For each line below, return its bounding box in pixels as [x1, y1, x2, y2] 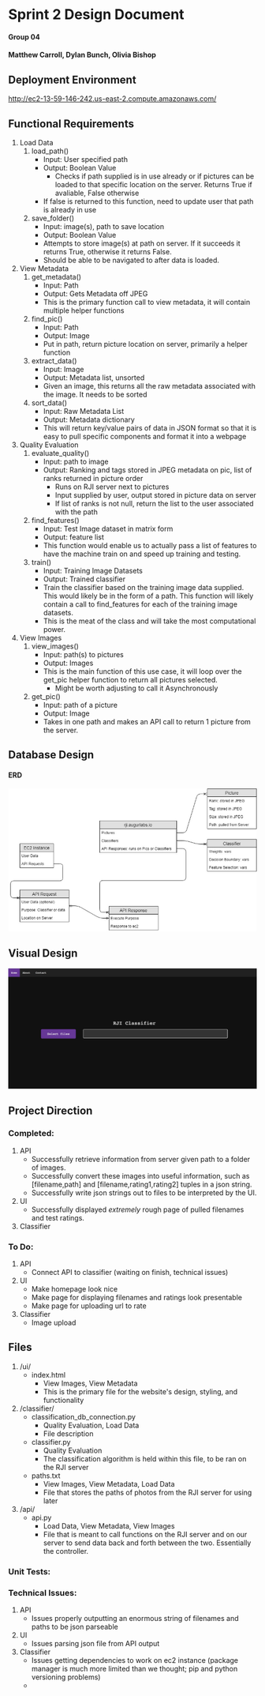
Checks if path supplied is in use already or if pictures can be [54, 171, 255, 181]
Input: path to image [43, 457, 109, 466]
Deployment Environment [8, 73, 136, 86]
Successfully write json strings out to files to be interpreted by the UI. [31, 1187, 257, 1198]
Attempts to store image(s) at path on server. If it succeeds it [43, 239, 241, 248]
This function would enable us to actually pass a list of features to [43, 541, 257, 550]
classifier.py [31, 1437, 71, 1446]
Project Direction [8, 1104, 93, 1118]
